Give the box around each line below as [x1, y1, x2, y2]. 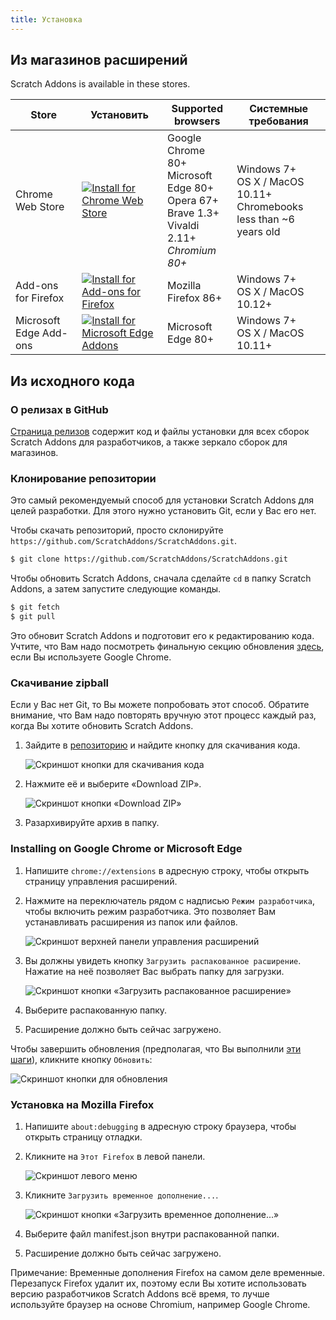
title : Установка [10, 14, 83, 25]
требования [248, 114, 309, 128]
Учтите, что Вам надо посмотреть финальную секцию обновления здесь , [10, 641, 325, 653]
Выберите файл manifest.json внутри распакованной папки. [24, 1227, 280, 1240]
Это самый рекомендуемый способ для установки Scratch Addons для [10, 494, 314, 506]
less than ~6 [236, 212, 295, 226]
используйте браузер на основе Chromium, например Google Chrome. [10, 1298, 311, 1310]
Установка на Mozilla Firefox [10, 1097, 155, 1111]
